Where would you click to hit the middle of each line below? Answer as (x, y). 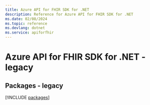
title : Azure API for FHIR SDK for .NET (47, 10)
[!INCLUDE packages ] (27, 97)
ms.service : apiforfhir (30, 33)
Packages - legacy (34, 86)
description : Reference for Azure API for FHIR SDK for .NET (69, 14)
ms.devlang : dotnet (25, 28)
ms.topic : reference (26, 23)
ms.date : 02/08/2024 (26, 19)
